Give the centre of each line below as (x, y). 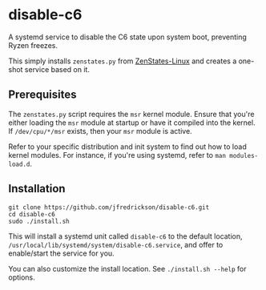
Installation (37, 189)
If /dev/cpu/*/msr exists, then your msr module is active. (100, 131)
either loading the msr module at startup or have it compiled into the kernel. (132, 123)
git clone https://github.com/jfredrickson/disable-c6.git (109, 207)
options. (22, 277)
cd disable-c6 (32, 214)
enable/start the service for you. (61, 253)
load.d (19, 164)
